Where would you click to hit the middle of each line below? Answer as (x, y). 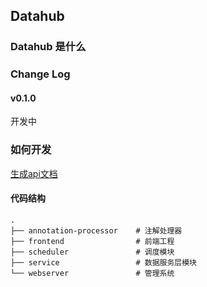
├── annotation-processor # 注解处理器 (96, 230)
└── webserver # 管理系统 (92, 273)
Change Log (40, 74)
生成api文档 (34, 173)
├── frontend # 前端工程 (92, 241)
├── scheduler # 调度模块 (92, 252)
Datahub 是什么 (48, 47)
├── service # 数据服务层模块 (103, 262)
